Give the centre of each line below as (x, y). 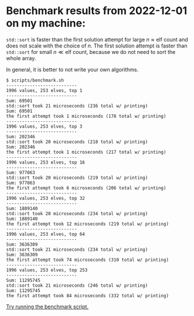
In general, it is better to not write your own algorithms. (72, 69)
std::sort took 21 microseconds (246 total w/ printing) (77, 286)
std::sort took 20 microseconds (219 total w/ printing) (77, 178)
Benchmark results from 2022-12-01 (97, 11)
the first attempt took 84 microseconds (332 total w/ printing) (87, 295)
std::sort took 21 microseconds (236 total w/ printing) (77, 106)
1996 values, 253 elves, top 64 (45, 234)
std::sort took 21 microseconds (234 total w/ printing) (77, 249)
